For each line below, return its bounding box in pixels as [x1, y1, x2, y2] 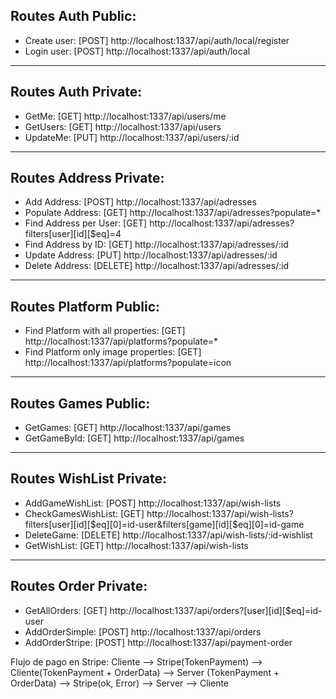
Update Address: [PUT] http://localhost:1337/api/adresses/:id [24, 249, 278, 261]
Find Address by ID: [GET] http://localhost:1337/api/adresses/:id [24, 239, 289, 251]
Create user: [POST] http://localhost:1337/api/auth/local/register [24, 34, 290, 46]
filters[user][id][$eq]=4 [24, 228, 122, 240]
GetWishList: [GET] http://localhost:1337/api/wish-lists [24, 539, 249, 551]
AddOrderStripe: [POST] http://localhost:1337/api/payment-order [24, 636, 293, 648]
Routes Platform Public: [10, 298, 161, 315]
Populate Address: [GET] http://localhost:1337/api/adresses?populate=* [24, 207, 322, 219]
